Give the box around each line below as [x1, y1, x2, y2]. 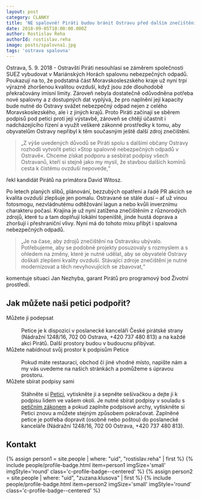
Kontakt [6, 439, 37, 449]
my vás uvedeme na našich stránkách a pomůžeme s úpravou [21, 365, 174, 372]
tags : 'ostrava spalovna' [6, 48, 71, 54]
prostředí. [6, 281, 31, 288]
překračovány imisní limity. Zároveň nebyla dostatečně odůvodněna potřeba [6, 89, 193, 96]
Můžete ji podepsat [6, 314, 54, 321]
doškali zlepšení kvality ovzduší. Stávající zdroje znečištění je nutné [20, 257, 187, 264]
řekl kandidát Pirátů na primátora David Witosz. [6, 176, 123, 183]
